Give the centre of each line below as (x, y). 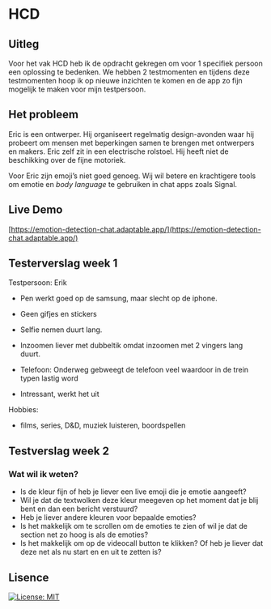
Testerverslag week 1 (63, 264)
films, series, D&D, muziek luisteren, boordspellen (103, 425)
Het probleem (44, 115)
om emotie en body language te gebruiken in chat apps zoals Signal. (123, 184)
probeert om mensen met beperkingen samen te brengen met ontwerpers (131, 143)
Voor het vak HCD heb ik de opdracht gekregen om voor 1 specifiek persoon (135, 63)
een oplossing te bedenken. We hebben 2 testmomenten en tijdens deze (129, 72)
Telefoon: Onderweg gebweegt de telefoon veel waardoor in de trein (134, 370)
